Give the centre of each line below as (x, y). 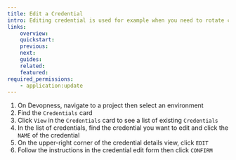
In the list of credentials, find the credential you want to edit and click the (123, 128)
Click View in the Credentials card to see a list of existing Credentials (118, 121)
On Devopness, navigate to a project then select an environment (110, 105)
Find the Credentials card (55, 113)
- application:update (51, 86)
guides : (31, 60)
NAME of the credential (48, 135)
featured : (34, 72)
